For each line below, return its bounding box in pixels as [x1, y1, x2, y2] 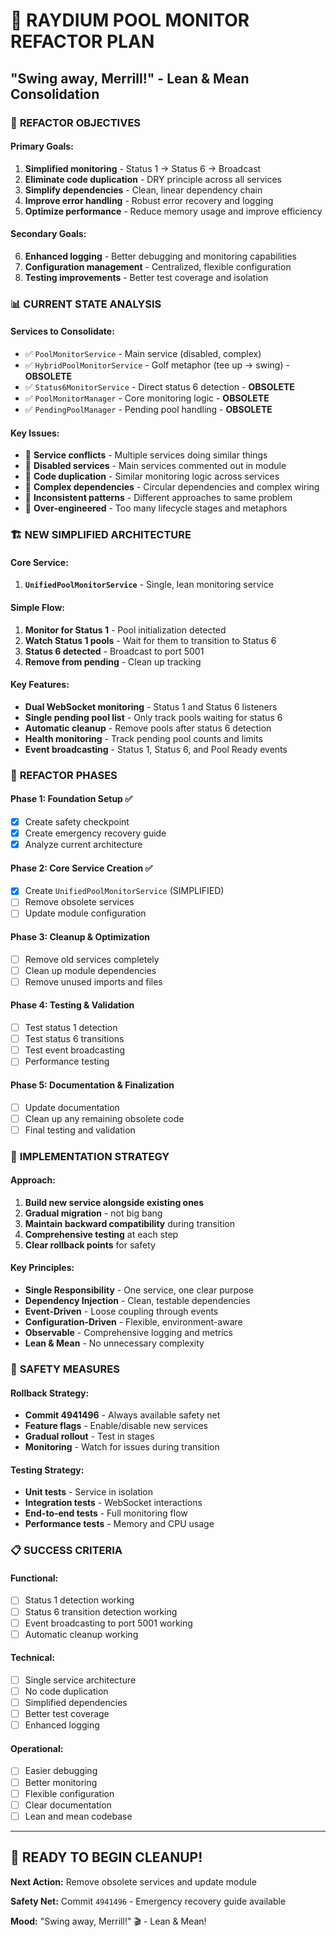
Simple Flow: [10, 601, 65, 613]
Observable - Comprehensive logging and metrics [24, 1327, 233, 1339]
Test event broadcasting [24, 1044, 126, 1056]
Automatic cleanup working [24, 1628, 139, 1640]
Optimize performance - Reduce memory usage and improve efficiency [24, 205, 323, 217]
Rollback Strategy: [10, 1387, 90, 1399]
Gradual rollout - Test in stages [24, 1430, 155, 1443]
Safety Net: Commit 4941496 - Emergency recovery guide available [10, 1895, 287, 1907]
